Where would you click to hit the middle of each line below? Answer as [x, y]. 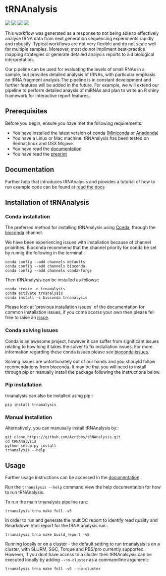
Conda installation [28, 216]
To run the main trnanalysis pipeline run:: [47, 502]
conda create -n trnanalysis [35, 289]
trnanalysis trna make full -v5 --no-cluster [53, 569]
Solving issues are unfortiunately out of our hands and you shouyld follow [80, 361]
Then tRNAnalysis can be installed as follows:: [52, 280]
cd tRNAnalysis [21, 442]
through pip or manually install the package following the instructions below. [83, 372]
